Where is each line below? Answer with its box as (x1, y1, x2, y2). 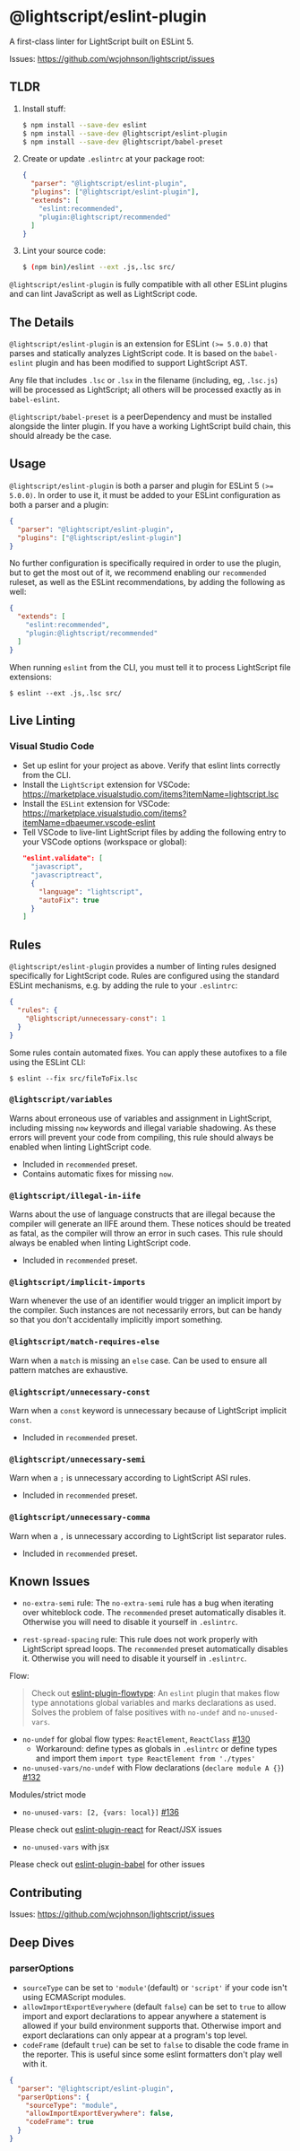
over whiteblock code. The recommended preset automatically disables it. (21, 1607, 287, 1618)
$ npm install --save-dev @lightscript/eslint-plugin (21, 128, 227, 138)
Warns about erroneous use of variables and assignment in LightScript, (9, 1113, 272, 1124)
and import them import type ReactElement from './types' (35, 1753, 256, 1764)
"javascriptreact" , (30, 870, 103, 880)
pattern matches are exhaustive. (9, 1364, 128, 1375)
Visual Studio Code (9, 739, 95, 752)
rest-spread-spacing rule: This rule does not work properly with (21, 1634, 258, 1645)
